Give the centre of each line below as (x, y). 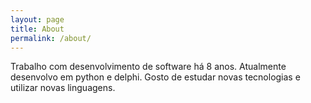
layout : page (37, 19)
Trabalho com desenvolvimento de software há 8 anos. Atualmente (148, 67)
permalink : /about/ (51, 38)
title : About (37, 29)
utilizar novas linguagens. (63, 88)
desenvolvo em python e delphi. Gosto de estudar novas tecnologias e (155, 77)
